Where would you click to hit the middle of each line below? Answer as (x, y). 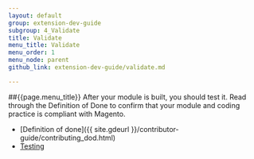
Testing (32, 146)
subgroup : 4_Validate (44, 30)
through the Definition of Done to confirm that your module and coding (124, 105)
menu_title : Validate (44, 45)
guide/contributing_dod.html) (68, 138)
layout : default (35, 16)
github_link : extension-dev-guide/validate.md (87, 68)
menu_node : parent (39, 60)
